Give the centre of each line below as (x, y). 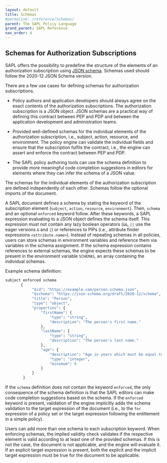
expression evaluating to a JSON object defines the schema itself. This (78, 219)
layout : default (22, 10)
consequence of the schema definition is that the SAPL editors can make (80, 393)
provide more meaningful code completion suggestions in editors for (83, 167)
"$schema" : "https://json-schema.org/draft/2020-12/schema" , (96, 294)
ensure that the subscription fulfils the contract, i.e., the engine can (81, 147)
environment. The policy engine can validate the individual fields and (83, 142)
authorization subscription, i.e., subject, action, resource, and (75, 137)
